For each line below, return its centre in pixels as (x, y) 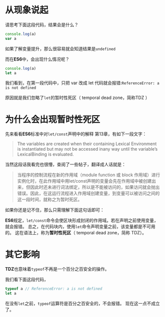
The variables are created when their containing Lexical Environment (87, 144)
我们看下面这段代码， (27, 280)
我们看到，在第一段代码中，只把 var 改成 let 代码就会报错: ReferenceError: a (82, 83)
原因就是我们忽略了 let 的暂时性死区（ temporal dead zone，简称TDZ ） (78, 98)
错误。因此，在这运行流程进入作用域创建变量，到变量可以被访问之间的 (88, 193)
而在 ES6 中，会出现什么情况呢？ (37, 59)
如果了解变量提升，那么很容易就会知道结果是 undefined (60, 48)
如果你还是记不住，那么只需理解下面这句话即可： (55, 210)
